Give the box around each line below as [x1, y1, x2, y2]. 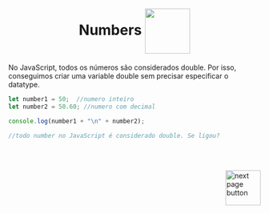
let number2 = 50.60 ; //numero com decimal [8, 103, 156, 111]
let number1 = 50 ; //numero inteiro [8, 95, 134, 103]
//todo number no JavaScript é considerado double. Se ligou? [8, 131, 220, 139]
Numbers [78, 21, 143, 39]
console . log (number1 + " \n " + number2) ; [8, 117, 146, 125]
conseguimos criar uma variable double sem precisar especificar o [8, 71, 229, 80]
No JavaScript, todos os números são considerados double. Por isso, [8, 63, 237, 72]
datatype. [8, 79, 40, 89]
